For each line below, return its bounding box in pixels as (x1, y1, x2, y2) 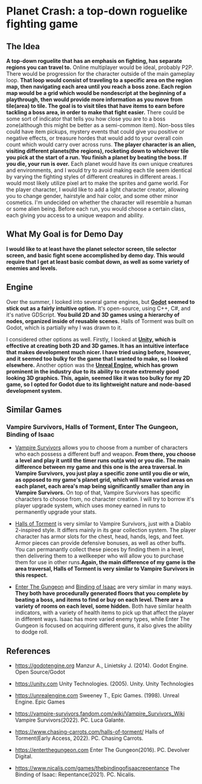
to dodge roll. (14, 628, 49, 636)
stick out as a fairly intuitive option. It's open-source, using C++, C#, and (6, 305, 191, 312)
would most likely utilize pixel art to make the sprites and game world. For (6, 180, 189, 186)
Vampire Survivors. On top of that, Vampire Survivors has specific (14, 489, 181, 496)
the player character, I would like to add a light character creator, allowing (6, 186, 189, 193)
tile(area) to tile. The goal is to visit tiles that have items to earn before (6, 102, 185, 110)
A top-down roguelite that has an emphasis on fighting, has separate (6, 58, 183, 64)
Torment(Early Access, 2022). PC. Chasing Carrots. (14, 734, 144, 742)
